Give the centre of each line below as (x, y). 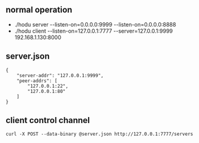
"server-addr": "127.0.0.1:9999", (60, 75)
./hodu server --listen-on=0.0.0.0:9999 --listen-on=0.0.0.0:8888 (95, 24)
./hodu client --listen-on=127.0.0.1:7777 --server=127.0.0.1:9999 (94, 31)
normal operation (39, 10)
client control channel (48, 120)
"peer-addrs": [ (37, 81)
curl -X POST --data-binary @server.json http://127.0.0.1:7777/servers (99, 134)
